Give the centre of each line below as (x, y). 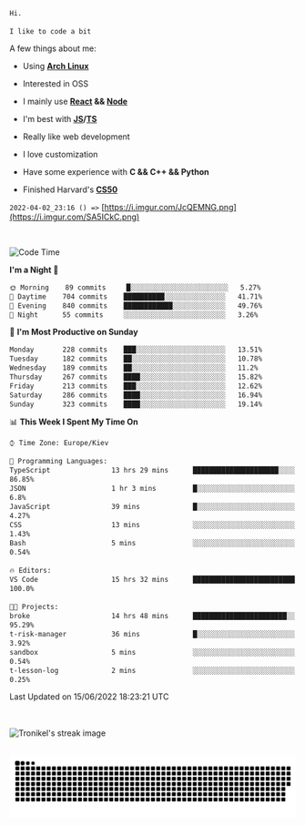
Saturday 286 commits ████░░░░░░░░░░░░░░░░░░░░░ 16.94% (136, 395)
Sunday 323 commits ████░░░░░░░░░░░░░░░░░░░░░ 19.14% (136, 404)
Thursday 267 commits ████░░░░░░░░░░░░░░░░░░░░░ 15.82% (136, 377)
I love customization (60, 154)
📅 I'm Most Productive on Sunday (74, 332)
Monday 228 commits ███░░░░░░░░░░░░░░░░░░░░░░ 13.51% (136, 350)
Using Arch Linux (56, 66)
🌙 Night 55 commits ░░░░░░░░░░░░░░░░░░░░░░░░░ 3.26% (134, 315)
